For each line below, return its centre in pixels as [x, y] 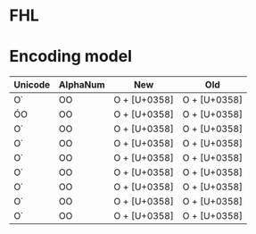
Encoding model [70, 57]
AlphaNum [82, 85]
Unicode [32, 85]
